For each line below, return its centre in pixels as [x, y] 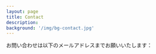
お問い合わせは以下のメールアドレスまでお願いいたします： [79, 45]
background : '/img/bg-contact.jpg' [50, 28]
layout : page [22, 11]
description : [22, 22]
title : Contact [25, 17]
